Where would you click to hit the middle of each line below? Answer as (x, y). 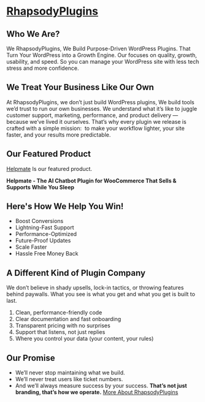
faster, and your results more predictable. (59, 135)
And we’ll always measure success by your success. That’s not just (101, 386)
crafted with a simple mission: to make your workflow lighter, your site (96, 128)
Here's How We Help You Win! (65, 207)
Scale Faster (31, 247)
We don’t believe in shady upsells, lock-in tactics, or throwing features (95, 288)
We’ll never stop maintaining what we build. (70, 373)
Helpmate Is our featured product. (49, 169)
